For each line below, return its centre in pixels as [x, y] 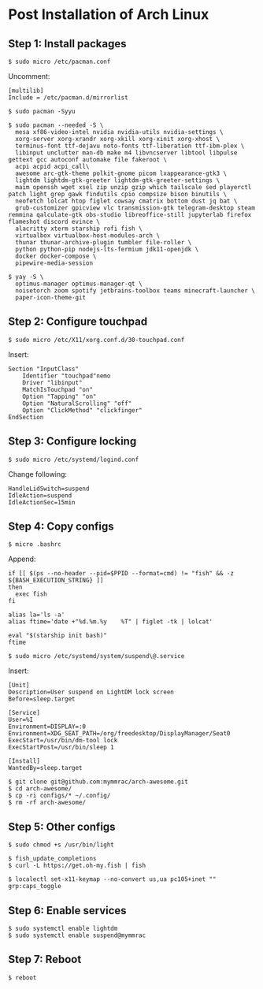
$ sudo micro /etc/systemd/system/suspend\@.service [96, 656]
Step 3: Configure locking [72, 442]
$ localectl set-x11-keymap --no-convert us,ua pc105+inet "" [112, 879]
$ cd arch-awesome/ [40, 789]
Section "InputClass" [44, 369]
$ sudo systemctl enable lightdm [63, 929]
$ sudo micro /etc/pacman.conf [59, 61]
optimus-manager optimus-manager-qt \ [79, 284]
